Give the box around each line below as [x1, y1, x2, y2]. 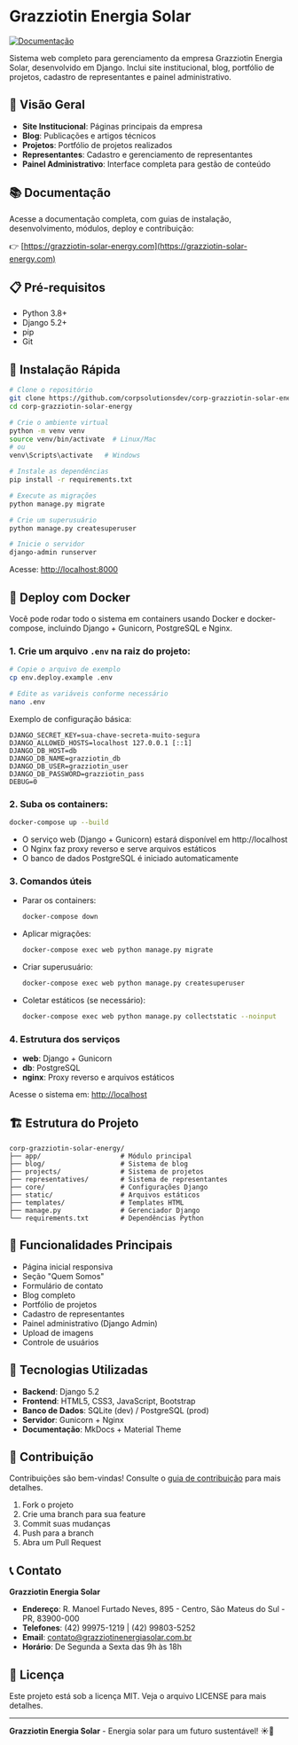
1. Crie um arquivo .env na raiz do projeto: [9, 645, 191, 657]
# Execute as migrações [9, 491, 98, 500]
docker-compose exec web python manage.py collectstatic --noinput [21, 1011, 277, 1021]
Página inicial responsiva [21, 1262, 114, 1272]
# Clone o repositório [9, 386, 93, 395]
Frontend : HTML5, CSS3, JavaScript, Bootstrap [21, 1395, 196, 1406]
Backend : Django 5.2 [21, 1386, 100, 1396]
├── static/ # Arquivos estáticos [9, 1191, 200, 1199]
